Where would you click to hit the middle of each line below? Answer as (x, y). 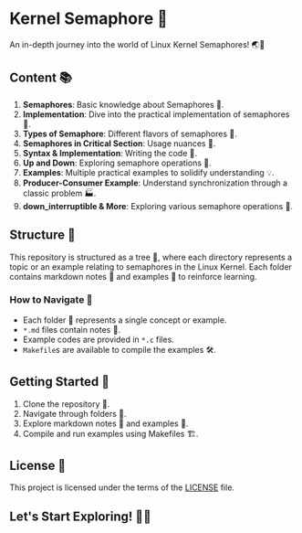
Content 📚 (41, 78)
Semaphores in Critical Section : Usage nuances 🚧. (119, 143)
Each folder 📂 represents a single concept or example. (125, 320)
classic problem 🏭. (59, 193)
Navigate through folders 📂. (74, 413)
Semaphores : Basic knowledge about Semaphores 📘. (123, 104)
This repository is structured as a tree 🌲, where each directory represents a (151, 257)
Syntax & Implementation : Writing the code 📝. (110, 153)
